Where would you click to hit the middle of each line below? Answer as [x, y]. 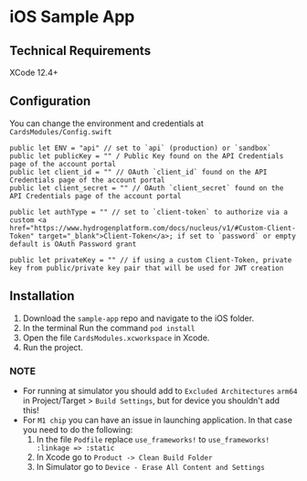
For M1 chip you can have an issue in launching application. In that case [157, 420]
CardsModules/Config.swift [61, 132]
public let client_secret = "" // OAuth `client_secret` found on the [147, 188]
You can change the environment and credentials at [106, 123]
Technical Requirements [80, 51]
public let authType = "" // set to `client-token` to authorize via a [148, 212]
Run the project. [53, 347]
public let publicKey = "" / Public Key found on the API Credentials [147, 156]
